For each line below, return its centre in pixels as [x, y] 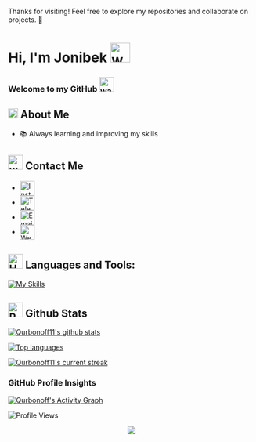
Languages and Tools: [80, 265]
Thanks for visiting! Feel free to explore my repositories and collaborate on [128, 11]
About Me [45, 114]
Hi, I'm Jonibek [58, 58]
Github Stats [56, 313]
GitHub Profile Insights [52, 383]
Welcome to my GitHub [53, 89]
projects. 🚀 [25, 20]
